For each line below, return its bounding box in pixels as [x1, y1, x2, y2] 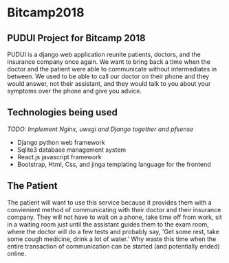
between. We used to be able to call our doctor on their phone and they [7, 72, 210, 80]
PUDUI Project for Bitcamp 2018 [7, 32, 146, 44]
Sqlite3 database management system [17, 146, 127, 154]
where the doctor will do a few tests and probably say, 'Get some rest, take [7, 227, 220, 236]
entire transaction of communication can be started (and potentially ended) [7, 242, 220, 250]
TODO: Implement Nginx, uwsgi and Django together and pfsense [7, 125, 194, 133]
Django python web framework [17, 138, 105, 146]
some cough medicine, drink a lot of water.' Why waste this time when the [7, 235, 217, 243]
